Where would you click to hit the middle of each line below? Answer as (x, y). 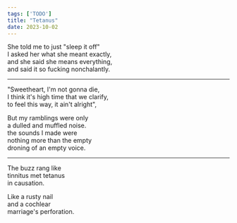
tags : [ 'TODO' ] (30, 14)
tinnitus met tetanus (36, 176)
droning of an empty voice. (47, 148)
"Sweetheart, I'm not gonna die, (54, 89)
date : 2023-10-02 (33, 27)
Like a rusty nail (30, 197)
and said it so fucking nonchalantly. (59, 69)
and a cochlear (29, 204)
